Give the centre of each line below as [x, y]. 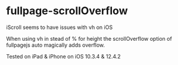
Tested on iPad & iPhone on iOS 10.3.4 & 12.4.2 [63, 56]
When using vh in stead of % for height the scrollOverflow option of [89, 38]
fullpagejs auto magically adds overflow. [56, 45]
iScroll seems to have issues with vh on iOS [60, 27]
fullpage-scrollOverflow [67, 11]
